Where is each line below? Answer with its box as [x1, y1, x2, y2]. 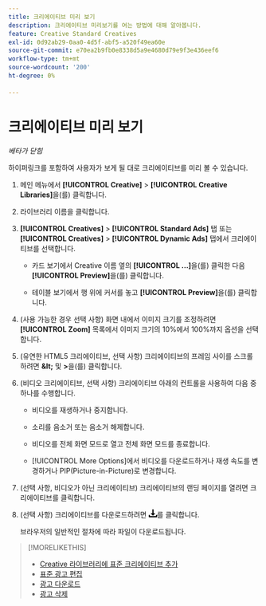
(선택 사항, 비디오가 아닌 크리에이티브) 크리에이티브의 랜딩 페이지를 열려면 [19, 482, 248, 492]
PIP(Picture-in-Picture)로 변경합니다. [59, 466, 177, 475]
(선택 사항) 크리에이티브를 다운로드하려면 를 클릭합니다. [19, 510, 200, 519]
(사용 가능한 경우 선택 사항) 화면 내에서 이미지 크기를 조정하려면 [19, 314, 217, 324]
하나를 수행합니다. [19, 388, 76, 398]
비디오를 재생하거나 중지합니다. [31, 405, 128, 415]
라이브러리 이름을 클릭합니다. [19, 207, 110, 216]
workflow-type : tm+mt [8, 55, 80, 63]
